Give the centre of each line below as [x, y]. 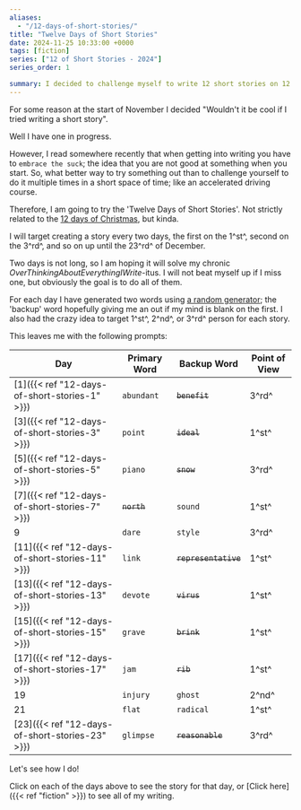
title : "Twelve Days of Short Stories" [84, 34]
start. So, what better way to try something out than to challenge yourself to [149, 172]
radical [192, 709]
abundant [141, 395]
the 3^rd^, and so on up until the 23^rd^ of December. [107, 245]
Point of [268, 358]
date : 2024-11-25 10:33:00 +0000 [72, 43]
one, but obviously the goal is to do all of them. [96, 282]
